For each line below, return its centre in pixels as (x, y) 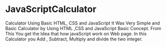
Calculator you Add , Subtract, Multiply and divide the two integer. (74, 39)
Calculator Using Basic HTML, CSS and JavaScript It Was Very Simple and (83, 23)
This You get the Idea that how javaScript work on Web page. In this (76, 33)
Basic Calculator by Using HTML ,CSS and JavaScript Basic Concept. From (83, 28)
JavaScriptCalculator (51, 9)
